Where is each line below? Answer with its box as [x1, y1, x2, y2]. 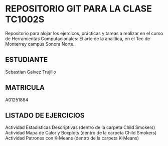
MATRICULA [5, 83, 45, 92]
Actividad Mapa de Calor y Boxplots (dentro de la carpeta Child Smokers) [5, 130, 157, 136]
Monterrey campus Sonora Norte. [5, 41, 75, 47]
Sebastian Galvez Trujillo [5, 69, 56, 75]
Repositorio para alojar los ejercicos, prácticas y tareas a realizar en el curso [5, 30, 163, 36]
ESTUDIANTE [5, 56, 48, 64]
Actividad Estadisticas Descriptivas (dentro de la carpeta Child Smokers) [5, 124, 155, 130]
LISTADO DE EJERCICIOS [5, 111, 85, 119]
